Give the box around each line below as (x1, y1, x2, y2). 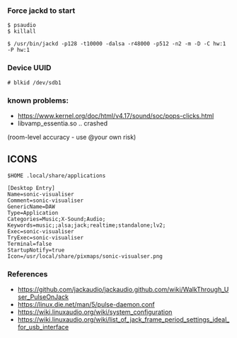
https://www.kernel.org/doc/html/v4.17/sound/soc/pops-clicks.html (17, 111, 214, 120)
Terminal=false (7, 240, 52, 247)
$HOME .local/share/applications (7, 172, 106, 179)
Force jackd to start (7, 6, 76, 16)
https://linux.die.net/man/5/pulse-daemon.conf (17, 300, 155, 308)
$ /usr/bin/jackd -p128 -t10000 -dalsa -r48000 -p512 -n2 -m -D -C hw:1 (7, 40, 226, 47)
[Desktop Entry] (7, 184, 55, 191)
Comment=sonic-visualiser (7, 197, 83, 204)
